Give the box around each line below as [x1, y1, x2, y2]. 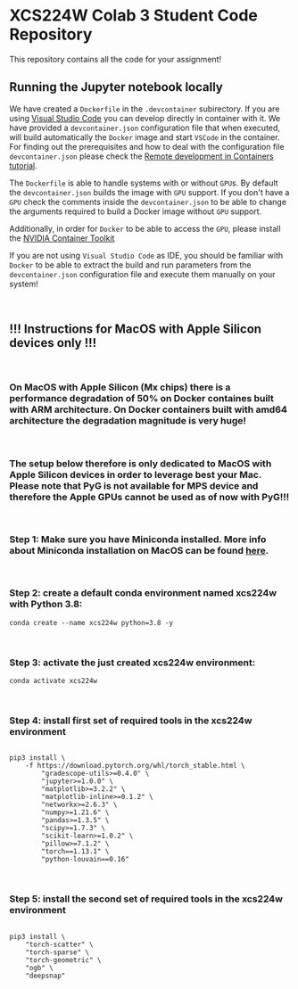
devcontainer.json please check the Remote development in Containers [9, 151, 274, 161]
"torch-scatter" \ [25, 940, 94, 949]
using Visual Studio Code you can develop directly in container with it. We [9, 112, 281, 123]
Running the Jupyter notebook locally [9, 79, 223, 95]
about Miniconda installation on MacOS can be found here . [9, 545, 269, 557]
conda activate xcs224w [9, 677, 98, 686]
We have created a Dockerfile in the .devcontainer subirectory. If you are [9, 103, 280, 114]
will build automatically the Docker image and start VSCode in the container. [9, 131, 280, 143]
